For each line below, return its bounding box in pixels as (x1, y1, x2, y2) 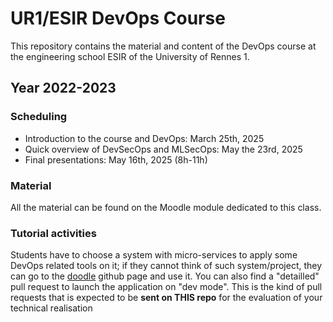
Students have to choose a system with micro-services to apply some (10, 249, 298, 261)
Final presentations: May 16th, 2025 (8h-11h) (24, 153, 208, 166)
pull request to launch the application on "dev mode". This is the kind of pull (10, 281, 323, 293)
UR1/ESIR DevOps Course (10, 7, 226, 30)
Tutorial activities (10, 226, 97, 240)
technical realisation (10, 302, 93, 314)
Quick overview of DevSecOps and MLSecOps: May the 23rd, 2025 (24, 143, 303, 155)
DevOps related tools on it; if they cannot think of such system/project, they (10, 260, 323, 272)
